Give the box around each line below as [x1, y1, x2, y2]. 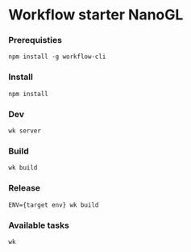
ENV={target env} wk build [8, 200, 99, 209]
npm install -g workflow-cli [8, 52, 106, 61]
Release [8, 183, 41, 194]
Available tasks [8, 220, 70, 231]
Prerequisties [8, 35, 63, 46]
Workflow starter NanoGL [8, 6, 184, 24]
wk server [8, 127, 42, 135]
